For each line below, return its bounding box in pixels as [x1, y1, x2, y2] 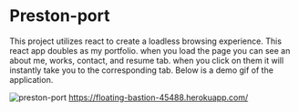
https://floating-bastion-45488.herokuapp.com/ [67, 92, 249, 103]
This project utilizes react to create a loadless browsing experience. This [9, 36, 283, 46]
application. [9, 74, 54, 85]
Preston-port [9, 5, 110, 26]
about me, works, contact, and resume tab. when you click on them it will [9, 55, 284, 66]
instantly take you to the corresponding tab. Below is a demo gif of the [9, 65, 273, 76]
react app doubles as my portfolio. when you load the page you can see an [9, 45, 291, 56]
